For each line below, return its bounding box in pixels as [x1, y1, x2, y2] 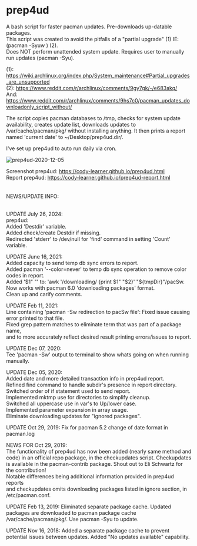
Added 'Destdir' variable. [6, 223, 66, 230]
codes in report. [6, 272, 45, 279]
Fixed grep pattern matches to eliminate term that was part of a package [6, 320, 182, 327]
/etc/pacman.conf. [6, 491, 51, 498]
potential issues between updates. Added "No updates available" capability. [6, 533, 190, 540]
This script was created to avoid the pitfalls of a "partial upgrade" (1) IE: [6, 35, 179, 42]
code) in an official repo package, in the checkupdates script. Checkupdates [6, 454, 192, 461]
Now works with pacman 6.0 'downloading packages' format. [6, 284, 155, 292]
